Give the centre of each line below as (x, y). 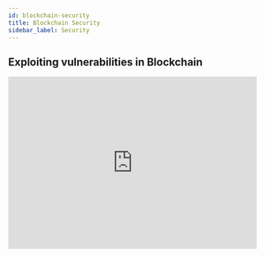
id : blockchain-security (49, 15)
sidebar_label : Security (49, 30)
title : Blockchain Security (54, 23)
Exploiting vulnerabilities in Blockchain (106, 62)
